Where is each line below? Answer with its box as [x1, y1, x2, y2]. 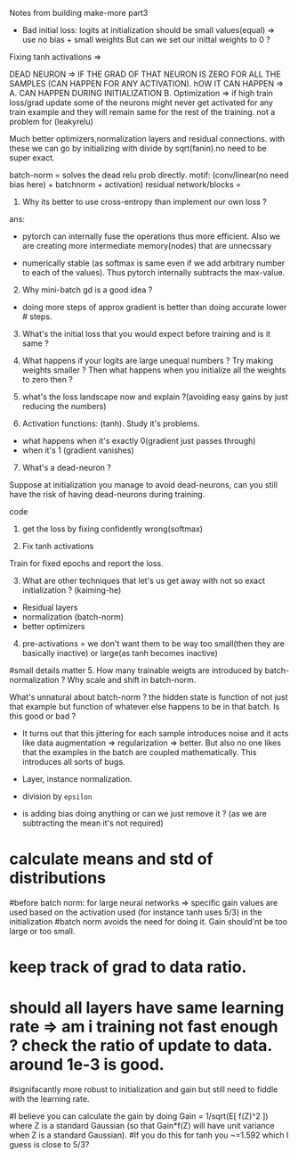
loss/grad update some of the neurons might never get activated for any [9, 97, 274, 108]
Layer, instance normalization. [21, 774, 133, 784]
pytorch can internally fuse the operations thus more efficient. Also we [21, 231, 281, 242]
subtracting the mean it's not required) [21, 818, 165, 828]
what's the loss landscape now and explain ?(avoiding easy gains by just [21, 391, 289, 402]
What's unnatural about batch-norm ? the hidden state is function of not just [9, 692, 288, 703]
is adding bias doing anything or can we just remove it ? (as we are [21, 809, 267, 818]
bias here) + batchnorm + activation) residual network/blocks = [9, 179, 242, 190]
